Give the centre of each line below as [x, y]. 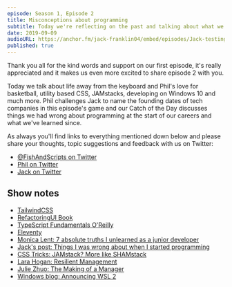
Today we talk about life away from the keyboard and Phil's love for [103, 86]
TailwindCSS [35, 210]
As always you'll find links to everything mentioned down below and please [114, 136]
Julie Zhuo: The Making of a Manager [70, 269]
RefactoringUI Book [45, 217]
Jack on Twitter [39, 172]
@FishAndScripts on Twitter [57, 157]
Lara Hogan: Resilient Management [67, 261]
